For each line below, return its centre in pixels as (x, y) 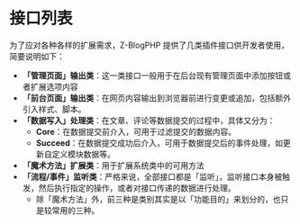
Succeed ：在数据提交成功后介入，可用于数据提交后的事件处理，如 (159, 143)
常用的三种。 (76, 210)
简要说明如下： (37, 56)
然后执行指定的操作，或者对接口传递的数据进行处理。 (137, 188)
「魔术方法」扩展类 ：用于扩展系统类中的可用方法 (113, 165)
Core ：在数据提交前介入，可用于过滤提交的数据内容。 (136, 131)
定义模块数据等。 (83, 154)
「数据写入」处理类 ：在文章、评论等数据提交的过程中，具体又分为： (149, 120)
